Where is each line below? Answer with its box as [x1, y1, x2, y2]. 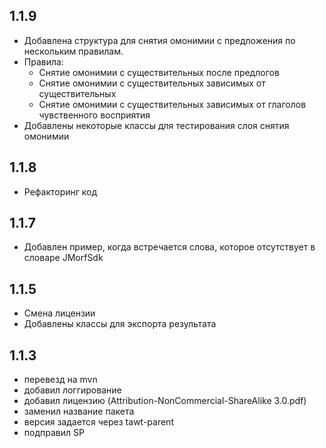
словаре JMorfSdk [23, 252, 104, 264]
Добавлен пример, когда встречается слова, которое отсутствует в [23, 241, 316, 253]
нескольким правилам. [23, 45, 124, 57]
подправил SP [23, 427, 85, 439]
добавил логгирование [23, 384, 122, 396]
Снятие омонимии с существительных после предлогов [38, 66, 280, 78]
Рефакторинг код [23, 185, 98, 198]
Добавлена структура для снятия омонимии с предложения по [23, 34, 296, 46]
